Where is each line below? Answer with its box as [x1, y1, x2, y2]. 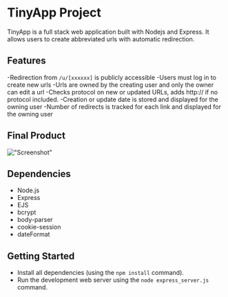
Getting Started [7, 250, 75, 262]
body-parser [17, 216, 53, 224]
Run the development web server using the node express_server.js [17, 276, 209, 284]
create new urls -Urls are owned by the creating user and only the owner [7, 81, 214, 89]
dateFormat [17, 230, 50, 238]
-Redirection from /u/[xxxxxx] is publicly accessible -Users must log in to [7, 73, 217, 81]
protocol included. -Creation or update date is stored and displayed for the [7, 95, 218, 103]
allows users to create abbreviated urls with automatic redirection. [7, 34, 195, 43]
